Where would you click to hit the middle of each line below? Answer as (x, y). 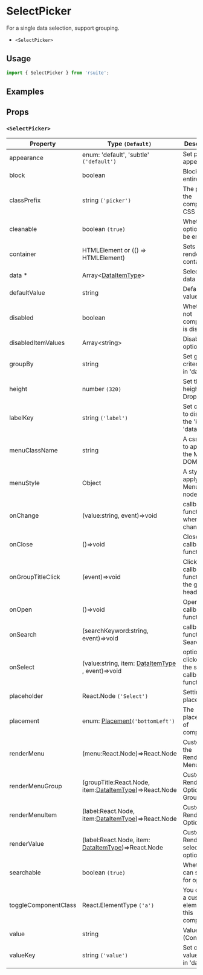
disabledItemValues (37, 343)
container (23, 254)
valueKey (22, 955)
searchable (25, 873)
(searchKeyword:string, (116, 631)
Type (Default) (130, 144)
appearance (26, 158)
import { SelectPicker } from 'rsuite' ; (58, 73)
